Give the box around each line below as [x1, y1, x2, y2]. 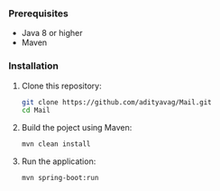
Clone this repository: [21, 80, 102, 91]
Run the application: [21, 156, 96, 167]
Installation [8, 59, 60, 72]
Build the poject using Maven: [21, 123, 133, 133]
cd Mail [21, 106, 50, 115]
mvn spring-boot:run [21, 174, 99, 183]
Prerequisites [8, 7, 69, 20]
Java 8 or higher [21, 28, 83, 39]
